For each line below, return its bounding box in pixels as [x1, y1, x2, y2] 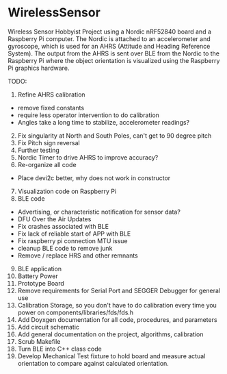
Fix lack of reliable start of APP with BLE [17, 229, 131, 238]
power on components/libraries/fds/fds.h [17, 308, 134, 316]
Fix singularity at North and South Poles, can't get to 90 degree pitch [17, 132, 212, 140]
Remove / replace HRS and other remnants [17, 251, 139, 260]
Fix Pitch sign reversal [17, 138, 81, 147]
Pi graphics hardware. [8, 64, 70, 72]
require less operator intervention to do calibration [17, 111, 160, 119]
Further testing [17, 146, 60, 154]
